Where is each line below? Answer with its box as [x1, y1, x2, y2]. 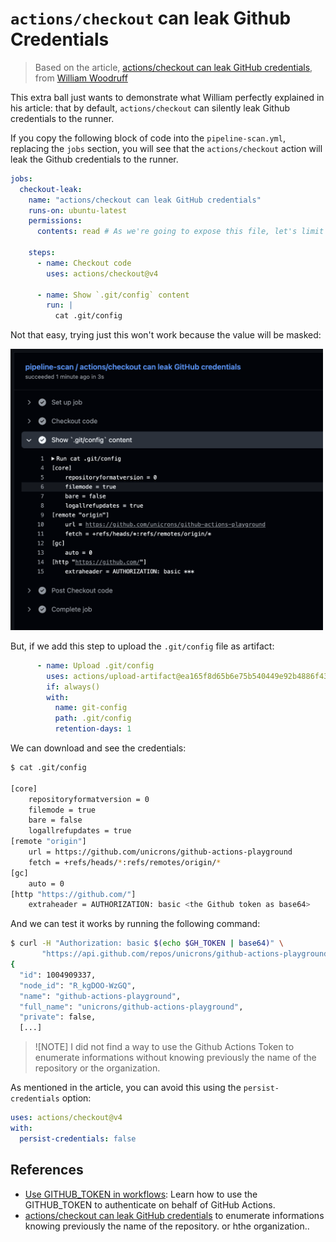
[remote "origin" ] [10, 837, 87, 847]
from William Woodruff [34, 72, 128, 84]
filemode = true [28, 805, 97, 815]
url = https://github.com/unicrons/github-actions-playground [28, 847, 293, 857]
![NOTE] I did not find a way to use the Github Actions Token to [34, 1041, 295, 1053]
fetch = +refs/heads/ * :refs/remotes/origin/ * [28, 857, 222, 867]
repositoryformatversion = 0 [28, 794, 150, 804]
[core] [10, 783, 38, 794]
